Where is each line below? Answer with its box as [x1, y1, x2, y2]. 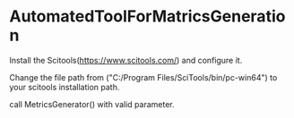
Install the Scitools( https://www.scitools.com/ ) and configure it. [9, 55, 243, 65]
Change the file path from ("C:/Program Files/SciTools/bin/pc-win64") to [9, 72, 278, 82]
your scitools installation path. [9, 81, 120, 92]
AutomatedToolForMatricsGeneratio [9, 6, 286, 27]
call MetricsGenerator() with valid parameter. [9, 98, 175, 109]
